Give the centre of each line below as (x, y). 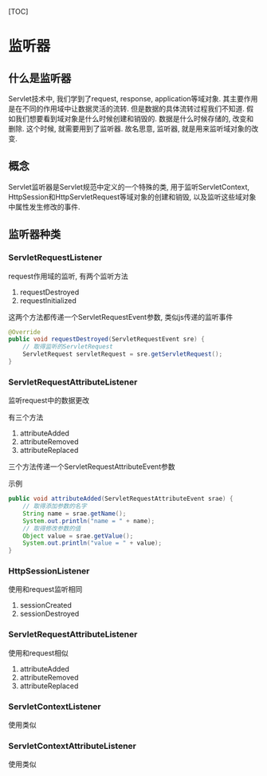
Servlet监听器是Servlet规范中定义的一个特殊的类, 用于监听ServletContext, (129, 187)
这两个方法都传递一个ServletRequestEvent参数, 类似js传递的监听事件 (121, 317)
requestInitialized (48, 300)
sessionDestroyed (49, 614)
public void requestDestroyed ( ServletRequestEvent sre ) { (106, 339)
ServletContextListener (55, 707)
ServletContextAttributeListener (73, 746)
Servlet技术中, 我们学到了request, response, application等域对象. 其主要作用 (133, 98)
